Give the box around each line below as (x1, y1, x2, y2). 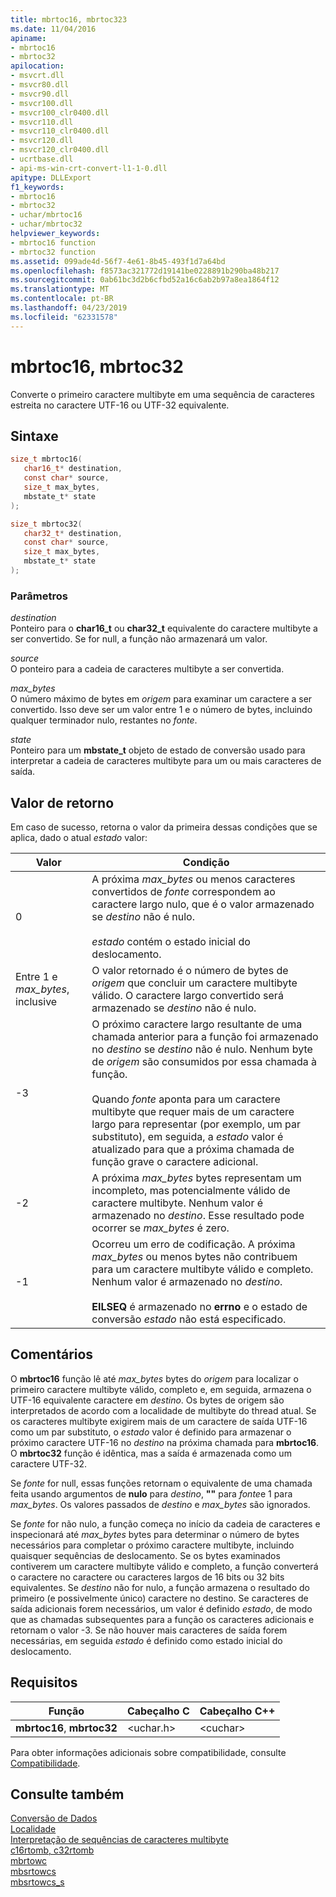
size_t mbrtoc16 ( (10, 454, 83, 465)
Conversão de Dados (10, 1812, 98, 1825)
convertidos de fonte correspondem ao (91, 884, 276, 898)
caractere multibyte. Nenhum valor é (91, 1196, 264, 1210)
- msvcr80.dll (10, 80, 70, 90)
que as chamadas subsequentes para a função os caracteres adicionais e (10, 1613, 315, 1625)
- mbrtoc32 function (10, 247, 97, 257)
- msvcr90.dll (10, 89, 70, 99)
